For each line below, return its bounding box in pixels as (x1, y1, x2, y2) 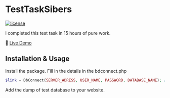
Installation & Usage (5, 55, 70, 63)
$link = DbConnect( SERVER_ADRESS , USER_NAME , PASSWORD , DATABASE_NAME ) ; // (5, 77, 168, 83)
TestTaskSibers (5, 4, 72, 15)
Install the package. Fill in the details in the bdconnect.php (5, 68, 127, 74)
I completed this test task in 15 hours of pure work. (5, 30, 111, 36)
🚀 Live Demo (5, 39, 32, 46)
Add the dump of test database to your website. (5, 87, 105, 93)
